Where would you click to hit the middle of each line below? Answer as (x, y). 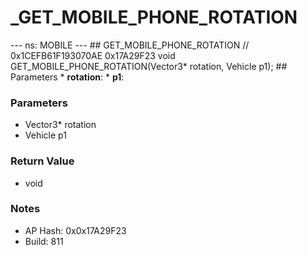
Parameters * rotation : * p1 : (67, 77)
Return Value (42, 161)
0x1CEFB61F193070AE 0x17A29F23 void (93, 55)
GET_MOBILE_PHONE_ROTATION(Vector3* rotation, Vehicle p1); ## (149, 66)
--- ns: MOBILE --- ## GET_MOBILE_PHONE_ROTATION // (130, 45)
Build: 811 (44, 241)
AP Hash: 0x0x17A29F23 (75, 230)
